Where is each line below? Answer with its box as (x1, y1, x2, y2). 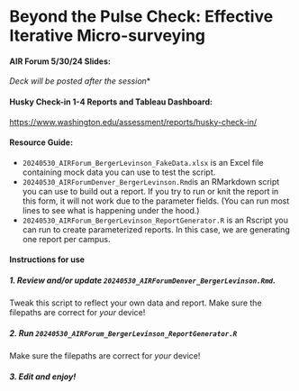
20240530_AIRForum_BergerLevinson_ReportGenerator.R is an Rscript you (22, 214, 289, 225)
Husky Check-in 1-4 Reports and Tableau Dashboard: (9, 96, 213, 107)
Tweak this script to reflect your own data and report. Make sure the (9, 297, 263, 308)
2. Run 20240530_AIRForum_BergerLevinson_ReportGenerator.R (9, 327, 238, 339)
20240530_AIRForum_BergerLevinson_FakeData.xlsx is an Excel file (22, 157, 264, 168)
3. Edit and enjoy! (9, 371, 77, 382)
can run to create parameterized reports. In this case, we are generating (22, 223, 290, 235)
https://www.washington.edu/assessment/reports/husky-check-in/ (9, 116, 258, 127)
